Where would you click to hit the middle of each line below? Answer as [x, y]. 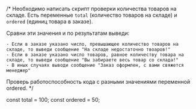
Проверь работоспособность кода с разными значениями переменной [98, 82]
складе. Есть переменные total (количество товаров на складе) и [92, 15]
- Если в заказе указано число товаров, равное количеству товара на [95, 55]
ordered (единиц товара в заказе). [50, 21]
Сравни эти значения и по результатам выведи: [68, 33]
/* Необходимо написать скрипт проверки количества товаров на [91, 9]
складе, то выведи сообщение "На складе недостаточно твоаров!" [88, 49]
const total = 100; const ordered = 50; [53, 100]
